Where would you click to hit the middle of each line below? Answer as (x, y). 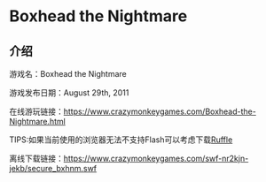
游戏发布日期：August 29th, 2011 (69, 93)
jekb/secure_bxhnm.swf (53, 168)
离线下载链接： (36, 158)
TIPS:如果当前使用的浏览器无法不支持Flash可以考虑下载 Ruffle (121, 140)
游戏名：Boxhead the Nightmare (68, 74)
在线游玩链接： (36, 111)
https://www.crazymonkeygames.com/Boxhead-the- (160, 111)
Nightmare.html (38, 121)
